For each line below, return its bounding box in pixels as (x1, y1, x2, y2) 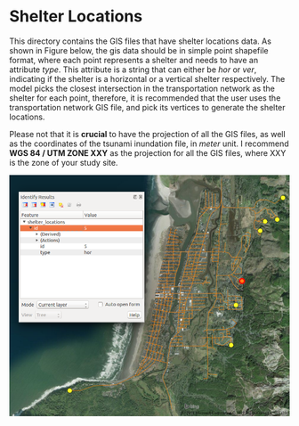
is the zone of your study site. (9, 157, 118, 168)
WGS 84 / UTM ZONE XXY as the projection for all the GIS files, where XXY (9, 147, 287, 158)
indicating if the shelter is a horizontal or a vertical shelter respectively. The (9, 73, 286, 84)
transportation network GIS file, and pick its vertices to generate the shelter (9, 102, 287, 112)
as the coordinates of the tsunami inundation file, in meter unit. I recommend (9, 138, 289, 149)
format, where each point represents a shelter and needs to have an (9, 54, 259, 65)
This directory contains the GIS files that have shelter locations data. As (9, 36, 271, 46)
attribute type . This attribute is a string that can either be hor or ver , (9, 64, 257, 75)
